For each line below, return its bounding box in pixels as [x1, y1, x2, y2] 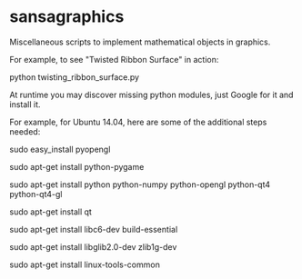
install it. [9, 98, 41, 110]
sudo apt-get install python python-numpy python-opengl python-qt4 [9, 179, 271, 190]
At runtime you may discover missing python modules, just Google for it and [9, 89, 294, 100]
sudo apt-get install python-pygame [9, 161, 145, 172]
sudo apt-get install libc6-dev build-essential [9, 224, 178, 234]
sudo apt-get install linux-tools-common [9, 259, 161, 270]
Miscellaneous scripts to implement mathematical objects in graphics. [9, 36, 271, 47]
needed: [9, 125, 41, 137]
